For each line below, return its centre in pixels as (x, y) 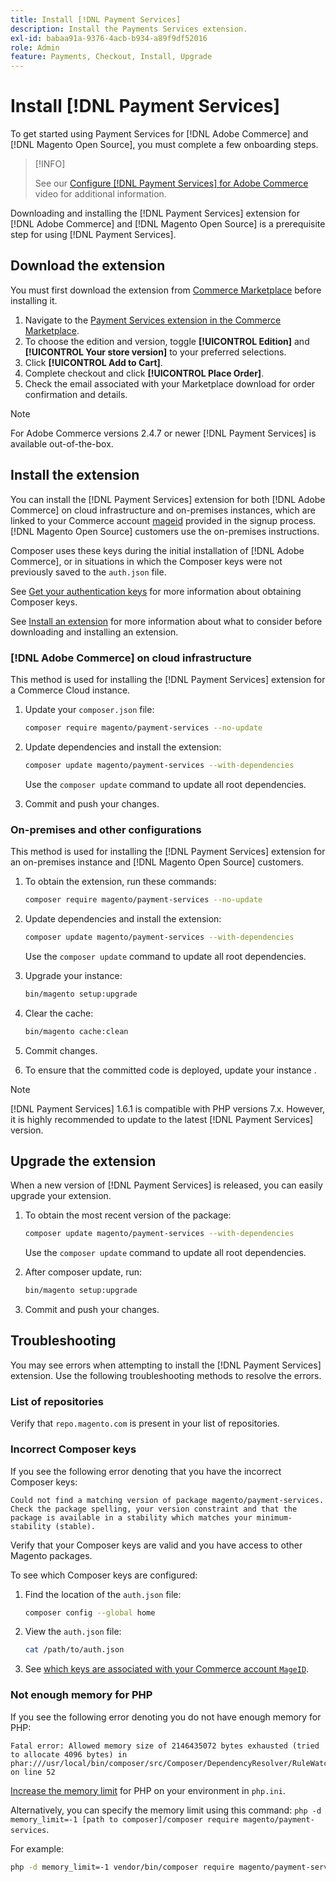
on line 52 (33, 1772)
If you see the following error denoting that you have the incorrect (146, 1471)
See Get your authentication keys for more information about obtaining (156, 591)
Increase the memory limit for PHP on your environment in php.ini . (148, 1790)
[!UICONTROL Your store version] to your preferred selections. (155, 352)
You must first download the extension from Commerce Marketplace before (166, 290)
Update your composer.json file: (89, 709)
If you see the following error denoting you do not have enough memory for (166, 1717)
